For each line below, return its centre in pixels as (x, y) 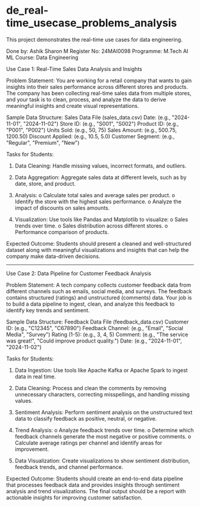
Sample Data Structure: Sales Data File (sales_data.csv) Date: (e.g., (88, 117)
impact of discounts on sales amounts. (62, 208)
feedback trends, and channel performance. (69, 467)
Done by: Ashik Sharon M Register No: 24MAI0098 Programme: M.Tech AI (97, 51)
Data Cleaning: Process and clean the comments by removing (90, 388)
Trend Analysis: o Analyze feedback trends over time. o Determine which (104, 430)
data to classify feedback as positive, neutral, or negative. (86, 418)
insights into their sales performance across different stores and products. (97, 86)
